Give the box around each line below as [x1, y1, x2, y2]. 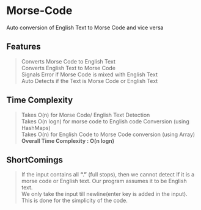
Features [6, 42, 41, 52]
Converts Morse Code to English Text [21, 57, 116, 65]
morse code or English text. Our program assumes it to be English [21, 178, 188, 185]
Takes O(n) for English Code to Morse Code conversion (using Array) [21, 131, 196, 138]
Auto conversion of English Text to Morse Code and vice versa [6, 24, 164, 31]
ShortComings [6, 154, 63, 165]
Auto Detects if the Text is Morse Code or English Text [21, 77, 158, 84]
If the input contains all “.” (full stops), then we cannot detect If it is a [21, 171, 194, 178]
